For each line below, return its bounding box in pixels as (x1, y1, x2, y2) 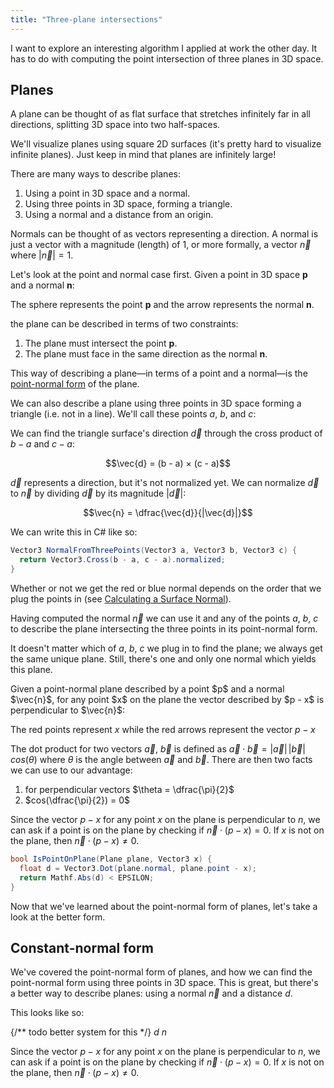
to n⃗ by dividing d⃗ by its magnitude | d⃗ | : (10, 487, 187, 500)
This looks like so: (10, 1007, 85, 1019)
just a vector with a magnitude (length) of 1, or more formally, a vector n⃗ (10, 239, 312, 251)
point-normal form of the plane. (10, 378, 140, 390)
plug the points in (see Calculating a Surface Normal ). (10, 593, 232, 605)
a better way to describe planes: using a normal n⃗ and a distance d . (10, 987, 293, 1000)
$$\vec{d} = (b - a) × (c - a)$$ (105, 457, 231, 470)
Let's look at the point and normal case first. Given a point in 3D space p (10, 269, 308, 281)
